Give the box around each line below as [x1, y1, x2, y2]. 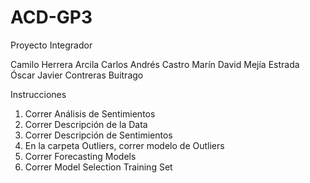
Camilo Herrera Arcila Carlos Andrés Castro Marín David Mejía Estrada [10, 58, 300, 70]
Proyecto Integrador [10, 39, 93, 51]
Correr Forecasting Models [24, 150, 137, 162]
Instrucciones [10, 88, 67, 100]
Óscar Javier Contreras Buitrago [10, 69, 144, 81]
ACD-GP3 [10, 6, 93, 29]
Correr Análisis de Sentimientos [24, 107, 156, 120]
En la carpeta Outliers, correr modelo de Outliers [24, 139, 225, 151]
